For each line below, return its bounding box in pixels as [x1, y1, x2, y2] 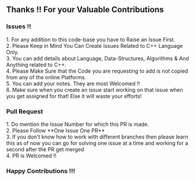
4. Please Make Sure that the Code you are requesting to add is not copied [6, 67, 188, 75]
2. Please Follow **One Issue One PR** [6, 127, 106, 134]
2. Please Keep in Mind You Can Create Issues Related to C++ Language [6, 42, 183, 49]
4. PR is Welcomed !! [6, 152, 57, 159]
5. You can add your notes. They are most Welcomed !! [6, 80, 140, 87]
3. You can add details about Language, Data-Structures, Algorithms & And [6, 54, 190, 62]
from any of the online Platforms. [6, 73, 87, 80]
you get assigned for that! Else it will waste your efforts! [6, 92, 142, 99]
